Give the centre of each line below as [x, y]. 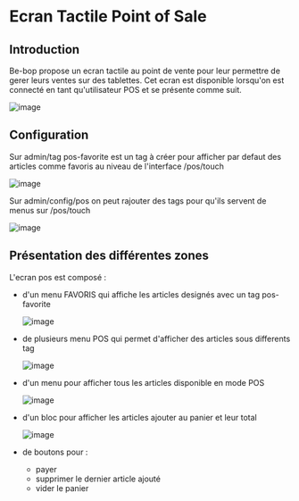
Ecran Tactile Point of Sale [108, 17]
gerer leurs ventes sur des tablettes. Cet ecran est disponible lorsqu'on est [147, 80]
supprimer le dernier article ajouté [98, 479]
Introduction [45, 50]
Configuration [49, 135]
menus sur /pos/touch [50, 210]
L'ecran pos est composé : [58, 277]
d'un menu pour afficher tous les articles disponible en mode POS [143, 382]
